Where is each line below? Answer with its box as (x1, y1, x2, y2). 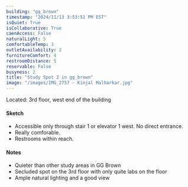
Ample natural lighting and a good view (14, 175, 110, 182)
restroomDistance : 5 (6, 58, 57, 64)
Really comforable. (14, 129, 61, 136)
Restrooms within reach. (14, 135, 74, 142)
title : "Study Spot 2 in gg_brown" (6, 74, 94, 80)
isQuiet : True (6, 19, 41, 25)
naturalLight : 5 (6, 36, 46, 42)
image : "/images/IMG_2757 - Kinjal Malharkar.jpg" (6, 80, 133, 86)
